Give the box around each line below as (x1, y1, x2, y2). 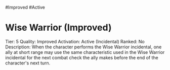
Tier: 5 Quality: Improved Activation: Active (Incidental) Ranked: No (5, 38, 145, 44)
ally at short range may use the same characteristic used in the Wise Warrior (5, 49, 165, 55)
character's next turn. (5, 60, 51, 66)
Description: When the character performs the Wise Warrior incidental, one (5, 44, 162, 50)
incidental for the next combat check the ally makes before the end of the (5, 54, 158, 60)
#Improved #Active (5, 5, 46, 10)
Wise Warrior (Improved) (5, 22, 112, 33)
